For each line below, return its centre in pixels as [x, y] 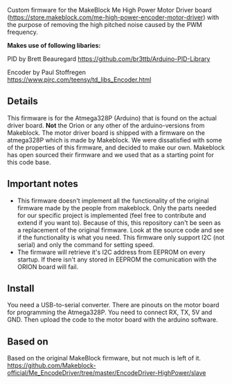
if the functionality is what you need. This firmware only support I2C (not [121, 237]
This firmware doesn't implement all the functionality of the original [113, 201]
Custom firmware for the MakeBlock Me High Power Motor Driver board [110, 10]
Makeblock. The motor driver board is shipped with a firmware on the [106, 132]
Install [21, 289]
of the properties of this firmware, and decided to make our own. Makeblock [116, 147]
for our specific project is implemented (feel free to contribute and [111, 215]
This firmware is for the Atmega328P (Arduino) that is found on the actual [112, 118]
